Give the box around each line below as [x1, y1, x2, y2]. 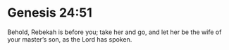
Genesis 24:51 [7, 5, 93, 21]
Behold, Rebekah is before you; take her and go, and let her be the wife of [7, 28, 222, 36]
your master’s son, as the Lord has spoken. [7, 35, 132, 43]
